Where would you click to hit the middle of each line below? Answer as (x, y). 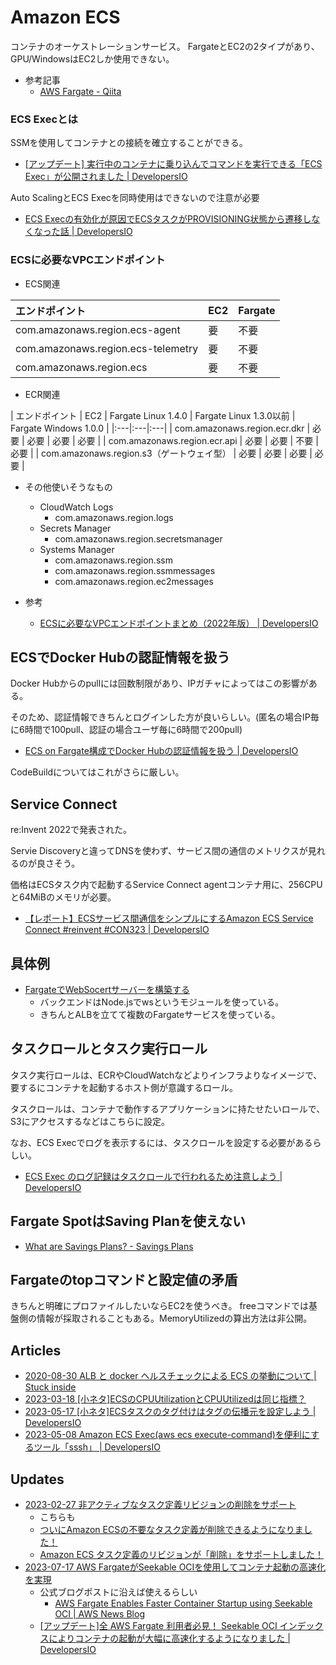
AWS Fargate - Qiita (80, 91)
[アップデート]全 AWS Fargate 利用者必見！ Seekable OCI (158, 1626)
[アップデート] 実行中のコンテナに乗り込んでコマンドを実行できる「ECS (173, 164)
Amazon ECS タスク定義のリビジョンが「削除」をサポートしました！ (182, 1555)
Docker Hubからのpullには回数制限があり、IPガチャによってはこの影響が (159, 683)
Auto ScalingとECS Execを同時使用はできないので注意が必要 (135, 198)
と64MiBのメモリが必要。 (63, 897)
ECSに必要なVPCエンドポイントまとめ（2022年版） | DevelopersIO (179, 623)
